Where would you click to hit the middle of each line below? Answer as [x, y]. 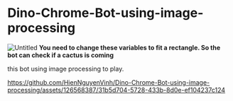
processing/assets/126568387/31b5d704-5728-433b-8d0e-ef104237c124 [116, 90]
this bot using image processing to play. [66, 69]
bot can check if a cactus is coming [61, 55]
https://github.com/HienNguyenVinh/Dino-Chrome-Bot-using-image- [109, 82]
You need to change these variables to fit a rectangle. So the [130, 47]
